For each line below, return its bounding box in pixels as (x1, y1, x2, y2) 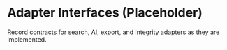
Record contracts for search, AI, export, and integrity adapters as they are (7, 28, 220, 36)
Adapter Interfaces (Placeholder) (7, 5, 203, 21)
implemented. (7, 35, 47, 43)
